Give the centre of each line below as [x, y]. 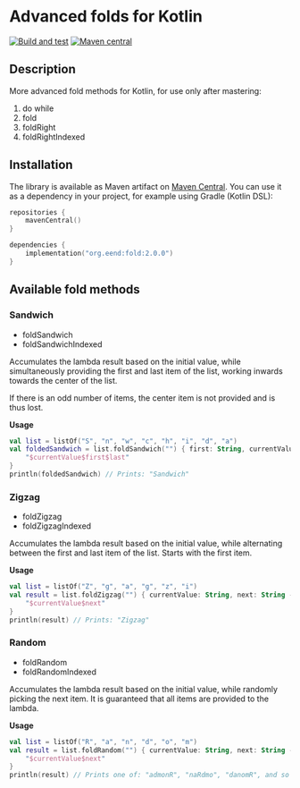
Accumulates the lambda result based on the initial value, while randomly [144, 689]
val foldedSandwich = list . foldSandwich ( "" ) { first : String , [127, 449]
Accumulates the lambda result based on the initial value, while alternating [146, 544]
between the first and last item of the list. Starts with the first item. [131, 553]
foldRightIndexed [54, 137]
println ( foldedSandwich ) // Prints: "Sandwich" [100, 474]
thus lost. [26, 407]
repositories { [37, 212]
